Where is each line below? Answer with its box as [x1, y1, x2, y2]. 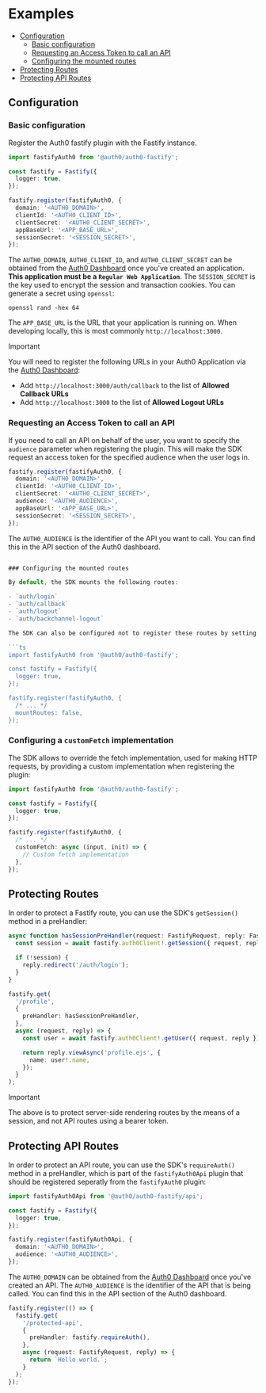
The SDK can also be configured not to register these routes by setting [8, 629, 257, 637]
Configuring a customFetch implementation [8, 735, 174, 746]
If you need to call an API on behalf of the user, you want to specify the [8, 435, 240, 445]
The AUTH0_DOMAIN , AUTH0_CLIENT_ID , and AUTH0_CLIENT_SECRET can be [8, 255, 233, 265]
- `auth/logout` [8, 608, 62, 616]
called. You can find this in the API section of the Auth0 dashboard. [8, 1288, 227, 1298]
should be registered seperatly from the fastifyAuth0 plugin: [8, 1177, 207, 1186]
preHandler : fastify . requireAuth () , [28, 1334, 150, 1341]
